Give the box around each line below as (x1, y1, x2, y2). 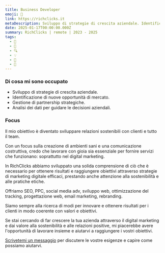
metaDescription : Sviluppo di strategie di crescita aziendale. (5, 21, 139, 26)
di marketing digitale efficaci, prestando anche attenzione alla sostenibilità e (5, 173, 159, 179)
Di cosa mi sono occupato (5, 78, 68, 85)
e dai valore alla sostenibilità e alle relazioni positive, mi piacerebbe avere (5, 223, 154, 228)
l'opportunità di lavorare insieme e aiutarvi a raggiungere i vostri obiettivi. (5, 228, 153, 233)
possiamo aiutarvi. (5, 242, 43, 248)
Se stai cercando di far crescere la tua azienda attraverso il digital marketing (5, 217, 160, 223)
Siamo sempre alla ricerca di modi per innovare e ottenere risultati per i (5, 202, 149, 208)
